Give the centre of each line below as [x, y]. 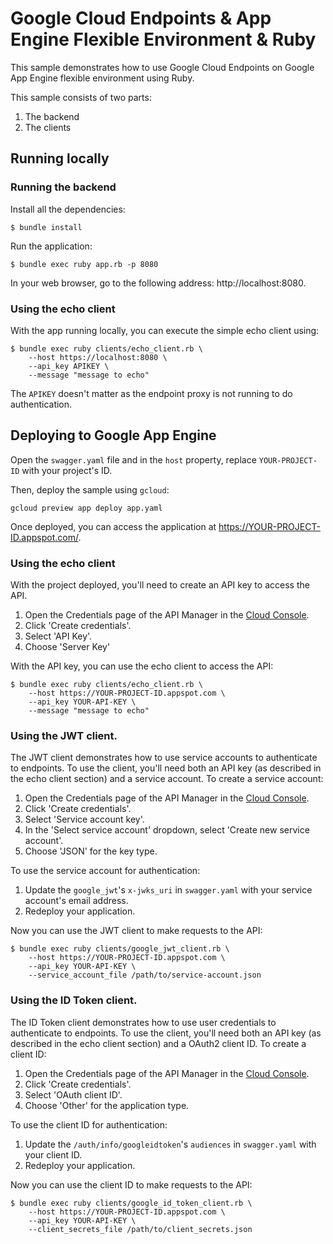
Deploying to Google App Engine [113, 435]
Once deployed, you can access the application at [113, 526]
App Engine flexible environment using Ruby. [102, 78]
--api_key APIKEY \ [69, 366]
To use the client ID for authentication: [89, 1124]
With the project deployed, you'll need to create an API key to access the [160, 585]
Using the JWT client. [64, 735]
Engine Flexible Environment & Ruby [163, 39]
